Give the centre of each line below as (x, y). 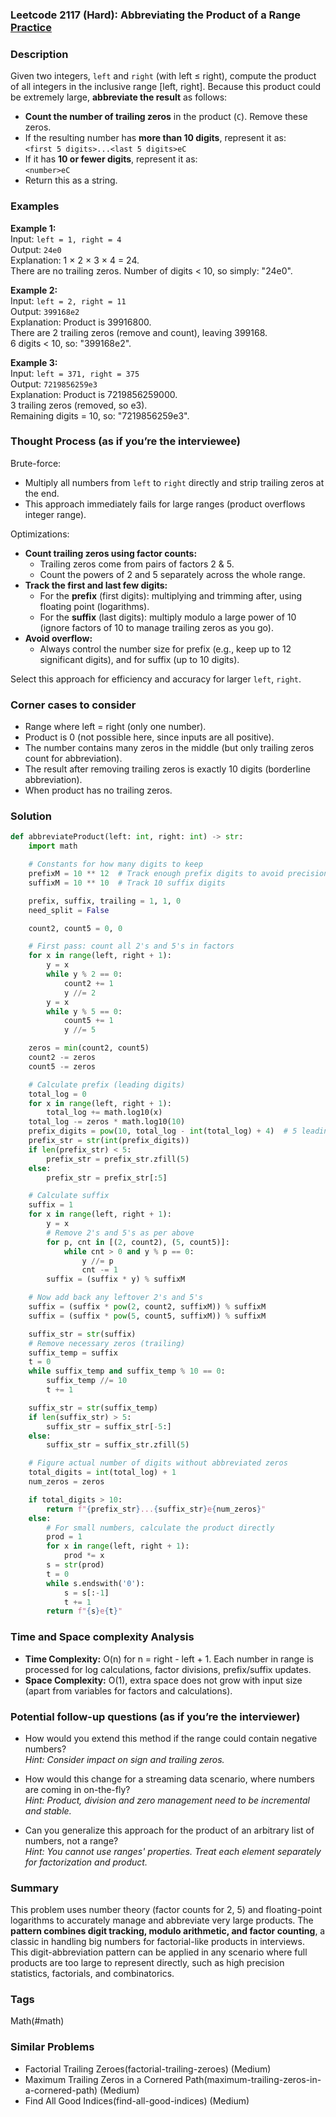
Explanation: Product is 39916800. (81, 322)
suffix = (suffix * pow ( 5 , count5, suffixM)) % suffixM (147, 1316)
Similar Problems (52, 2047)
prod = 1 (64, 1537)
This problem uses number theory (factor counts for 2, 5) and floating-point (166, 1910)
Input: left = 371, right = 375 (75, 373)
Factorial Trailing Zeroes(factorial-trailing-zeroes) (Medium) (148, 2069)
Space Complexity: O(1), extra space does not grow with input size (163, 1680)
